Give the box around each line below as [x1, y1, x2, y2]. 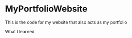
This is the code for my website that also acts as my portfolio [5, 19, 128, 25]
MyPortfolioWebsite [5, 3, 88, 14]
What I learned [5, 28, 35, 34]
